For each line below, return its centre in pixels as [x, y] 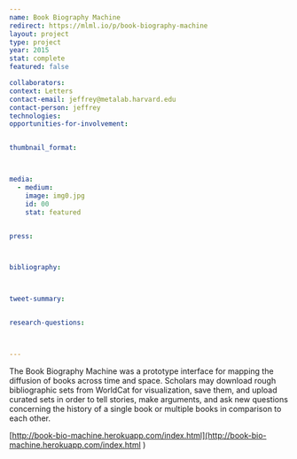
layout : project [39, 34]
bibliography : [35, 268]
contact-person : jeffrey [55, 107]
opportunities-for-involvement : [69, 124]
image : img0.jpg [55, 196]
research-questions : [47, 323]
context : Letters [41, 91]
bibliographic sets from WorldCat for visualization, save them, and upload [143, 390]
